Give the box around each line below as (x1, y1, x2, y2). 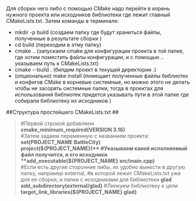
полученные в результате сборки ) (14, 35, 102, 42)
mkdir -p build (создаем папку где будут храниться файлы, (14, 29, 162, 36)
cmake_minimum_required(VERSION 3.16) (20, 126, 126, 133)
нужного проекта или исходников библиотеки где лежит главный (6, 11, 170, 18)
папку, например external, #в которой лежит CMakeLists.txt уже (20, 170, 181, 176)
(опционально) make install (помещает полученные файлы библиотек (14, 73, 188, 79)
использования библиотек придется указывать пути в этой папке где (14, 91, 189, 98)
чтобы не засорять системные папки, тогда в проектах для (14, 85, 163, 91)
